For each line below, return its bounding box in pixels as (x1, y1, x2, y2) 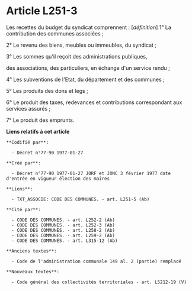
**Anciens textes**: (6, 248, 57, 254)
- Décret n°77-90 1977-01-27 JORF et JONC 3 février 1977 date (11, 170, 171, 176)
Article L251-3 (6, 4, 78, 18)
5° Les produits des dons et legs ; (6, 87, 89, 94)
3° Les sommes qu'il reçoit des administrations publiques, (6, 53, 148, 60)
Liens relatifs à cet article (6, 128, 70, 135)
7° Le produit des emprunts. (6, 117, 75, 124)
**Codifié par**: (6, 139, 49, 145)
